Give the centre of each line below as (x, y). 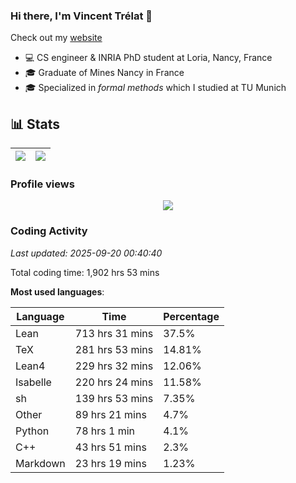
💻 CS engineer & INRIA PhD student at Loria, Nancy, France (148, 58)
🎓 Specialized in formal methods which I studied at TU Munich (155, 88)
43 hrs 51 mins (110, 447)
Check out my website (56, 38)
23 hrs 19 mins (110, 463)
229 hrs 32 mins (114, 366)
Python (32, 431)
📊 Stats (35, 124)
